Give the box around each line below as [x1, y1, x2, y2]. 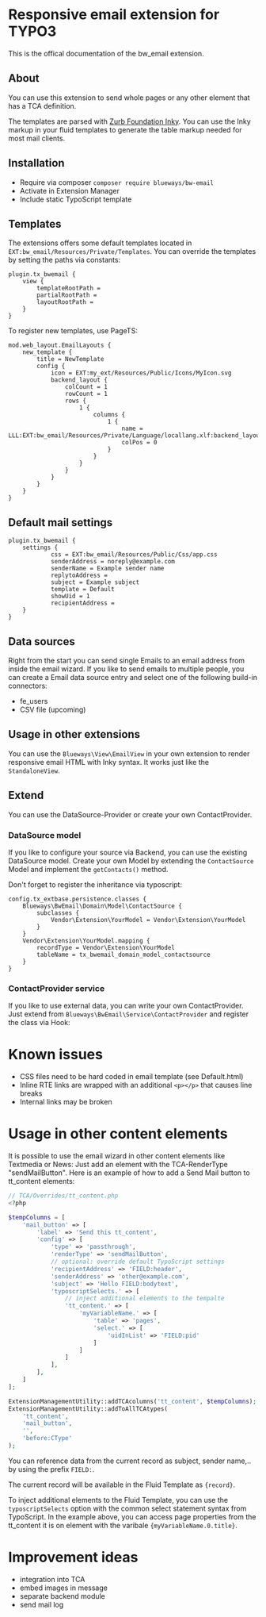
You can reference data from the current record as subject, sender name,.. [8, 1456, 252, 1465]
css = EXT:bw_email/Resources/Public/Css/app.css [50, 551, 218, 559]
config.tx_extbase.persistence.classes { [8, 895, 147, 903]
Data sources [8, 635, 75, 648]
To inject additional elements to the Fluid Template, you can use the [8, 1495, 228, 1504]
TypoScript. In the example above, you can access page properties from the [8, 1511, 256, 1521]
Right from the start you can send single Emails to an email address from [8, 656, 245, 665]
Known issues [8, 1046, 103, 1064]
